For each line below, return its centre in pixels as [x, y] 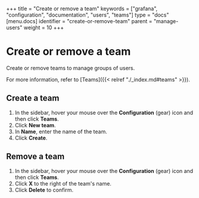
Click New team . [35, 125]
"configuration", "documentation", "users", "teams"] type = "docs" [88, 15]
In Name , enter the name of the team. [61, 131]
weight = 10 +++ [44, 27]
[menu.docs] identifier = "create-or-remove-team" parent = [80, 21]
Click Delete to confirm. [44, 190]
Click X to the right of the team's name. [63, 183]
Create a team [33, 98]
